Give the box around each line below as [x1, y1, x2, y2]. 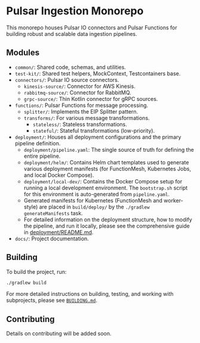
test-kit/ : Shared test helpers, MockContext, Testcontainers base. [14, 70, 181, 77]
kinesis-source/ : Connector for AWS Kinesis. [23, 82, 136, 90]
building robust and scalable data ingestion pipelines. [6, 30, 137, 37]
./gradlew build [6, 280, 47, 286]
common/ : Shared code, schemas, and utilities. [14, 63, 127, 71]
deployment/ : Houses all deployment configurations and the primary [14, 133, 181, 140]
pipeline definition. [14, 139, 61, 147]
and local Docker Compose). [23, 171, 94, 179]
